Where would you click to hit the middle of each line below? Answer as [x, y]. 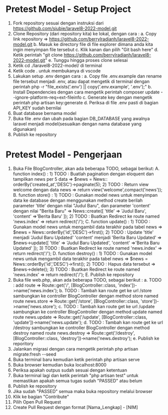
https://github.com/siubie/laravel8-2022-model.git [65, 28]
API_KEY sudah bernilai [37, 108]
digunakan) [24, 129]
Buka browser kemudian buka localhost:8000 [60, 365]
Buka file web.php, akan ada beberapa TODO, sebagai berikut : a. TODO [87, 280]
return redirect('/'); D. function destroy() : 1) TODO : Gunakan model [82, 253]
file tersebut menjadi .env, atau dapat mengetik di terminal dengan [81, 81]
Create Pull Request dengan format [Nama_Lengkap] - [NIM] [75, 407]
